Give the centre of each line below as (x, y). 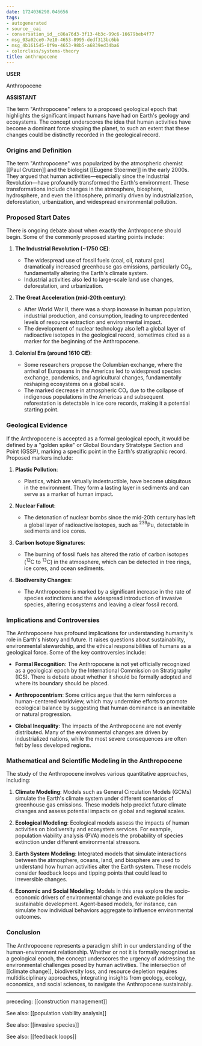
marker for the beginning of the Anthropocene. (82, 341)
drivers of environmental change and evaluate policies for (112, 898)
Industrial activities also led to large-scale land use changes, (99, 280)
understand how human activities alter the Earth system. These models (103, 867)
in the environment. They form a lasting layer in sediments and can (106, 487)
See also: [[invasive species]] (43, 1025)
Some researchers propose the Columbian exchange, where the (103, 365)
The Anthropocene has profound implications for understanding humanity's (100, 633)
